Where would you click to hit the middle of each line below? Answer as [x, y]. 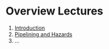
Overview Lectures [54, 11]
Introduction [30, 28]
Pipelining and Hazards [43, 34]
